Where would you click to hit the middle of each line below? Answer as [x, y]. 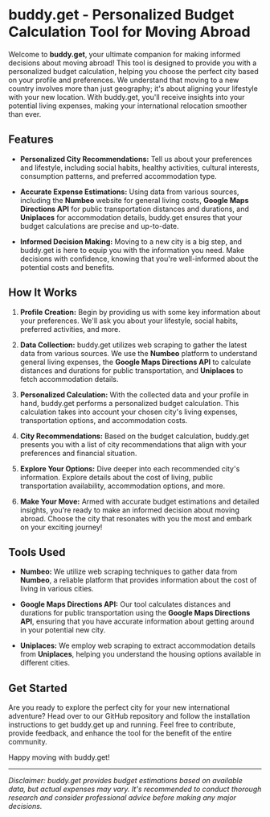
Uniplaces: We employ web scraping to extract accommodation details [137, 645]
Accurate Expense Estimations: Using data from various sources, [129, 192]
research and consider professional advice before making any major [123, 798]
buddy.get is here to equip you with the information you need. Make [132, 250]
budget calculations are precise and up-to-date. [99, 226]
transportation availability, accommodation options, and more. [123, 486]
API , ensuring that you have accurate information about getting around [137, 621]
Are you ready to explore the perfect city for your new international [119, 707]
